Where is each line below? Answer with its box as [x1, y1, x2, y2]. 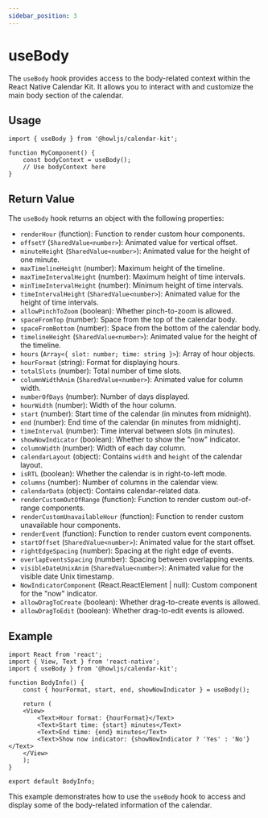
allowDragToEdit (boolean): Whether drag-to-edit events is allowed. [19, 606, 245, 616]
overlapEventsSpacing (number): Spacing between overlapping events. [19, 554, 255, 564]
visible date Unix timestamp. [19, 571, 114, 581]
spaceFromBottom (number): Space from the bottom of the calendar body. [19, 323, 261, 333]
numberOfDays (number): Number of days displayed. [19, 392, 190, 401]
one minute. [19, 255, 60, 264]
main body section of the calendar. [8, 90, 124, 100]
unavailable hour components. [19, 521, 121, 530]
